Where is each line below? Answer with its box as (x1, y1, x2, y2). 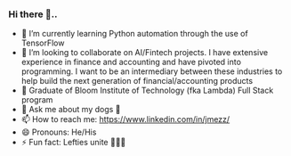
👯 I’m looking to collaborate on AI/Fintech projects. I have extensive (20, 47, 269, 58)
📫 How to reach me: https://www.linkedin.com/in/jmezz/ (20, 114, 230, 125)
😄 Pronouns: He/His (20, 127, 97, 137)
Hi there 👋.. (8, 8, 59, 21)
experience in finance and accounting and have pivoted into (20, 57, 242, 68)
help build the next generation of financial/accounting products (20, 76, 254, 86)
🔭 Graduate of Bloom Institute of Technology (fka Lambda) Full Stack (20, 85, 274, 96)
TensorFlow (20, 37, 65, 48)
